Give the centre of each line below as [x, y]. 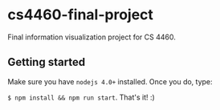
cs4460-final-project [81, 15]
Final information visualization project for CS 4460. [92, 37]
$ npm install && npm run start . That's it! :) [81, 97]
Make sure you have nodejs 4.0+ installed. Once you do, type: [110, 81]
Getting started [47, 62]
